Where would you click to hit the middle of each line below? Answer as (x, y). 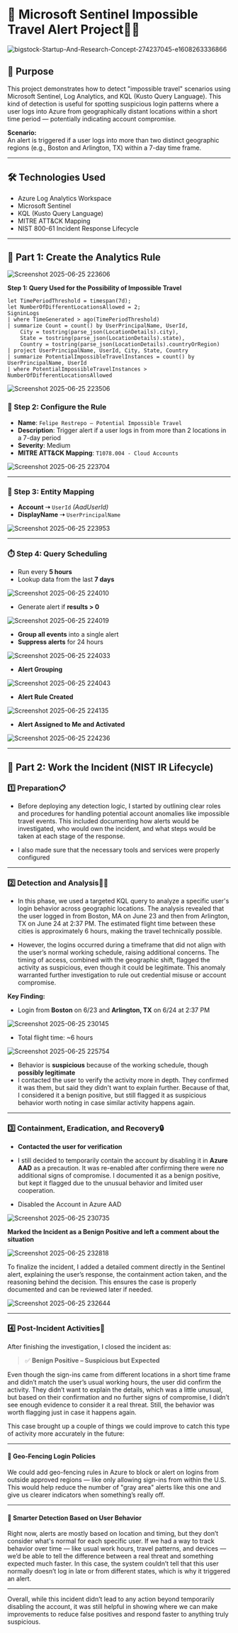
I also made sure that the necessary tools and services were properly (119, 850)
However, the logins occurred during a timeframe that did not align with (122, 945)
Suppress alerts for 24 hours (61, 642)
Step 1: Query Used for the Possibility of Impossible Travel (95, 288)
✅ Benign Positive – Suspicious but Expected (92, 1360)
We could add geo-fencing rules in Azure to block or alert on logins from (113, 1473)
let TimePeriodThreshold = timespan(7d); (69, 301)
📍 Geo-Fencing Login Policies (51, 1456)
